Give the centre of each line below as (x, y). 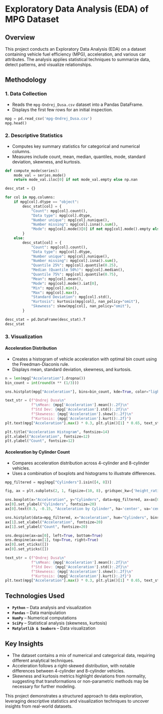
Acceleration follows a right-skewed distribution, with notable (73, 665)
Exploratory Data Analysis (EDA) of (77, 9)
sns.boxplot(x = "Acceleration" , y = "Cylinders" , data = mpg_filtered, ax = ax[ (81, 500)
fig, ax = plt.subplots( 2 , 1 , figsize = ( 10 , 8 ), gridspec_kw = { (69, 491)
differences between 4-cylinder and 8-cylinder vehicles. (68, 671)
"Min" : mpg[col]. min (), (55, 288)
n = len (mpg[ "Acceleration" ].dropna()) (45, 378)
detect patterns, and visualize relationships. (49, 65)
